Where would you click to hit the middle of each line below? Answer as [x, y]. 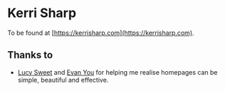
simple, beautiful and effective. [63, 80]
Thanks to [30, 55]
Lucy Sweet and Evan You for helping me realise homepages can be [118, 72]
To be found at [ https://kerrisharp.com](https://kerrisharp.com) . [101, 33]
